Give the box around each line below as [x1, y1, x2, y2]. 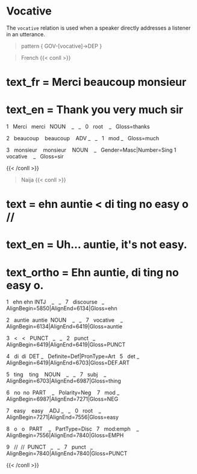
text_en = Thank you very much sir [6, 103, 184, 117]
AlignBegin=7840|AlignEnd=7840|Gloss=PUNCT [6, 450, 128, 457]
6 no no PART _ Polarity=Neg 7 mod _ [6, 389, 120, 397]
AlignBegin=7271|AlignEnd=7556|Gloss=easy [6, 414, 119, 421]
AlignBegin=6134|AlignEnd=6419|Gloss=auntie [6, 323, 122, 330]
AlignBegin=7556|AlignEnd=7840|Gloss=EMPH [6, 432, 124, 439]
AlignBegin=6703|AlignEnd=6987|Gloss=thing [6, 377, 122, 385]
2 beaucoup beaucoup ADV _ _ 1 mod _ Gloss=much [6, 135, 160, 142]
